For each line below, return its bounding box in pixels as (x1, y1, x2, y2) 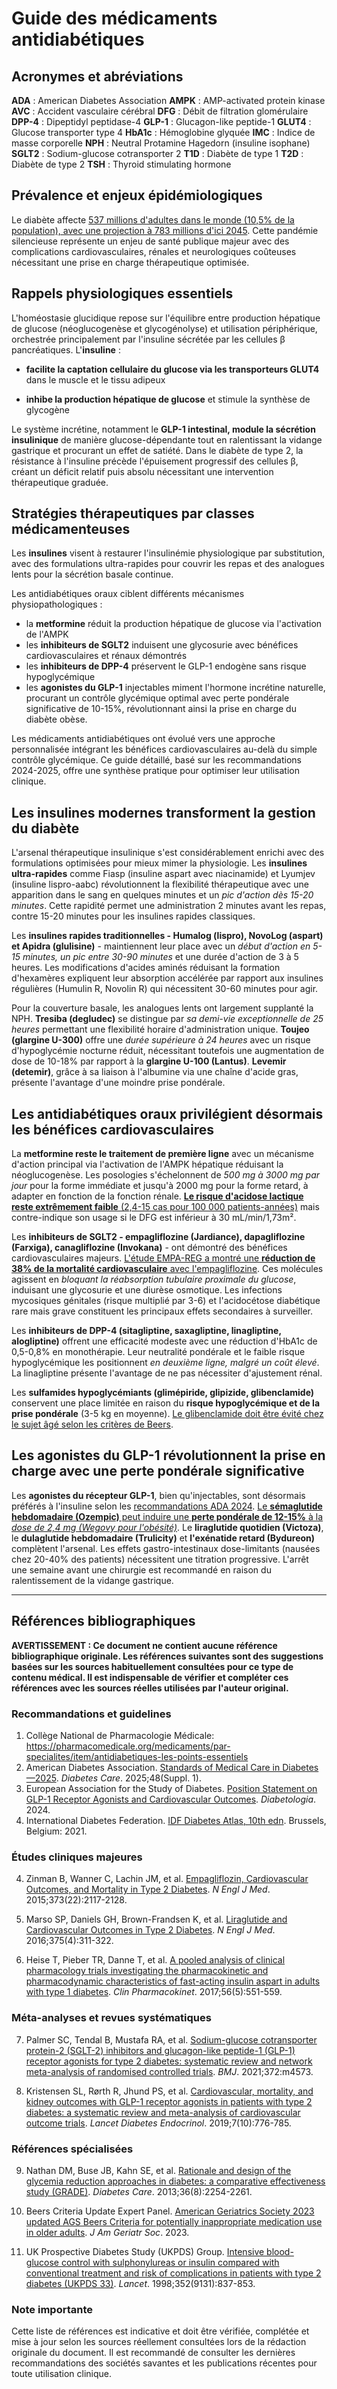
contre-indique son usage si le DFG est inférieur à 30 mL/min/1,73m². (11, 1212, 297, 1224)
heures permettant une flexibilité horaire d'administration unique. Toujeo (11, 1023, 310, 1036)
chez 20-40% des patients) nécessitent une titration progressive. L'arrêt (11, 1553, 309, 1565)
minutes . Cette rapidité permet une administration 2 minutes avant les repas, (11, 900, 327, 912)
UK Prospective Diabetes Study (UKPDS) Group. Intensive (25, 2245, 265, 2257)
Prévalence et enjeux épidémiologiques (11, 187, 263, 204)
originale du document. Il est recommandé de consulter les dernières (11, 2347, 296, 2359)
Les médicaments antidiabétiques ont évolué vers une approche (11, 733, 276, 745)
